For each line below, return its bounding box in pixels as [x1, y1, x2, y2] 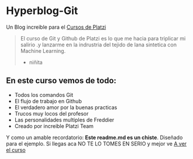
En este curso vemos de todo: [6, 76, 117, 86]
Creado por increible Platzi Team [14, 122, 94, 130]
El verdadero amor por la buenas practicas [14, 104, 118, 111]
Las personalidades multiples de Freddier [14, 116, 115, 123]
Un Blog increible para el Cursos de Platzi [6, 23, 106, 31]
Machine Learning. [20, 47, 66, 54]
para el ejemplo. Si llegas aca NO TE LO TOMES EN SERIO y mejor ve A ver [6, 140, 187, 147]
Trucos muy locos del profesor [14, 110, 89, 117]
